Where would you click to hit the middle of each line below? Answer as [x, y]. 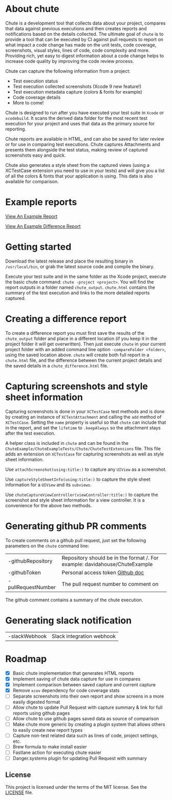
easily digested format [36, 702]
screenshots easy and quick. [36, 155]
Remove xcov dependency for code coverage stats [66, 690]
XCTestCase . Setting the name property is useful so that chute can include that [86, 422]
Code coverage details [37, 97]
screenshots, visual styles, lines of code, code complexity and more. [78, 50]
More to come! [28, 102]
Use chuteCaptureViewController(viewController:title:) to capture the [82, 494]
